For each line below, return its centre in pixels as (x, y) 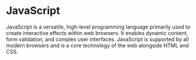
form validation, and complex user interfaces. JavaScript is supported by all (97, 39)
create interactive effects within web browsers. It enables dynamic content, (97, 33)
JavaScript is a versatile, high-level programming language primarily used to (98, 27)
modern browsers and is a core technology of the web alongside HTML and (97, 45)
